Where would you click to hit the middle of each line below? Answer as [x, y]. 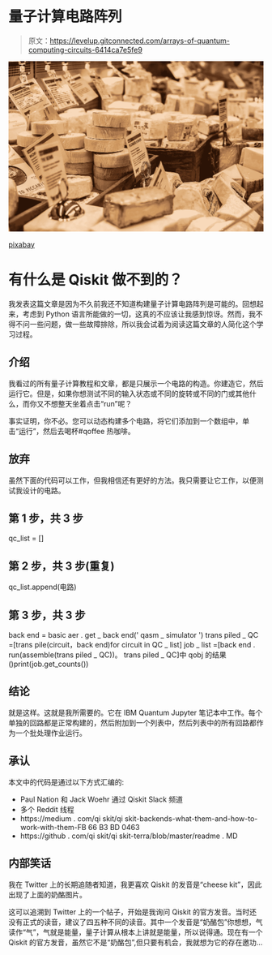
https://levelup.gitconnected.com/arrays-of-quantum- [140, 41]
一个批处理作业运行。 [51, 733]
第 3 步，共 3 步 [47, 615]
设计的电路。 [44, 490]
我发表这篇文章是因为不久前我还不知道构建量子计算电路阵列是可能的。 [125, 304]
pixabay [21, 245]
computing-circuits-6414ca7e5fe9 [85, 49]
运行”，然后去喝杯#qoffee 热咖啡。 [77, 431]
